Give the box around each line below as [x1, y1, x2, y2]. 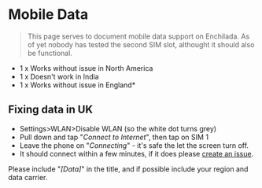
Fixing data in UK [8, 103, 93, 116]
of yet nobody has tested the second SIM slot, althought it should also [27, 39, 255, 49]
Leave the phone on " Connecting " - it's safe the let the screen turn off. [19, 140, 249, 150]
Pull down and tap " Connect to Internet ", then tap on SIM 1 [19, 132, 209, 142]
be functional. [27, 48, 73, 57]
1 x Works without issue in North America [19, 63, 153, 72]
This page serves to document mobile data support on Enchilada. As [27, 31, 250, 41]
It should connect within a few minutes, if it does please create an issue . [19, 149, 254, 158]
